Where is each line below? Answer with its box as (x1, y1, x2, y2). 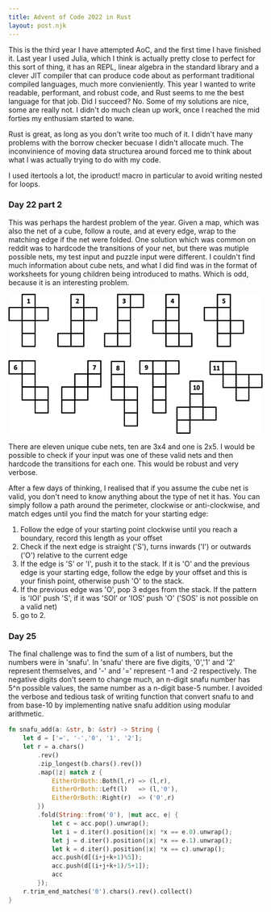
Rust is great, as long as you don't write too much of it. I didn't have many (8, 129, 253, 139)
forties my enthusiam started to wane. (8, 113, 135, 123)
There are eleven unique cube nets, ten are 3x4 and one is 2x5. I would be (8, 441, 256, 452)
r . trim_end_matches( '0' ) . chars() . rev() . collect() (23, 887, 194, 896)
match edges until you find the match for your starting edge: (8, 509, 209, 519)
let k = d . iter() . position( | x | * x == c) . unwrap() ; (51, 845, 226, 853)
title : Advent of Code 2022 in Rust (8, 13, 131, 21)
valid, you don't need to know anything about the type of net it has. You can (8, 491, 261, 501)
